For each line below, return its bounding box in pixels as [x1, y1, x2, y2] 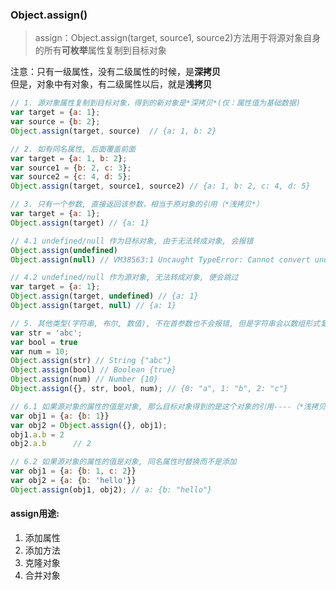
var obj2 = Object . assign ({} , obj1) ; [10, 420, 168, 430]
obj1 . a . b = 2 [10, 429, 65, 440]
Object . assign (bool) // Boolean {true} [10, 365, 177, 375]
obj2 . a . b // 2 [10, 439, 92, 449]
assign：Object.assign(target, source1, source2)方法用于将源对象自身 [34, 32, 322, 44]
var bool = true [10, 337, 78, 347]
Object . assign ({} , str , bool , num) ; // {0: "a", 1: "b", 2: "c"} [10, 384, 288, 394]
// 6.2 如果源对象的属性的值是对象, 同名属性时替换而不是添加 [10, 457, 237, 467]
